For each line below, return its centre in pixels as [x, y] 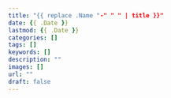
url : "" [21, 74]
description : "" [35, 60]
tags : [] [22, 45]
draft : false [30, 81]
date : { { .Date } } [38, 23]
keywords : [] [30, 52]
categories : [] [33, 38]
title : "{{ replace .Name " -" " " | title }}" [86, 15]
